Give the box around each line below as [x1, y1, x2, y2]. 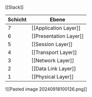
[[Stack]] [5, 4, 24, 10]
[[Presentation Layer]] [31, 32, 84, 39]
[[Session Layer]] [31, 41, 73, 47]
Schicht [8, 16, 27, 23]
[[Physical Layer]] [31, 73, 74, 80]
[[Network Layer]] [31, 57, 74, 64]
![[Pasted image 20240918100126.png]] [5, 86, 87, 92]
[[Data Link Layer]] [31, 65, 76, 72]
